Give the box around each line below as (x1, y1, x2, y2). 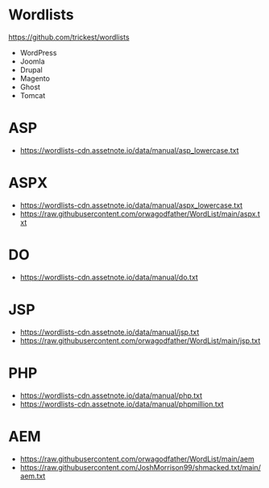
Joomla (19, 56, 46, 66)
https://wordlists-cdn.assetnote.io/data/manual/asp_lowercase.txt (19, 145, 239, 155)
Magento (19, 73, 51, 83)
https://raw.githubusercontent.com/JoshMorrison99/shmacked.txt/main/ (19, 462, 262, 472)
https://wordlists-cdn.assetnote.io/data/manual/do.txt (19, 272, 199, 282)
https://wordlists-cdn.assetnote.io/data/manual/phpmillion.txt (19, 399, 224, 408)
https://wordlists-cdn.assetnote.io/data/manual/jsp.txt (19, 327, 200, 337)
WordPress (19, 48, 57, 57)
